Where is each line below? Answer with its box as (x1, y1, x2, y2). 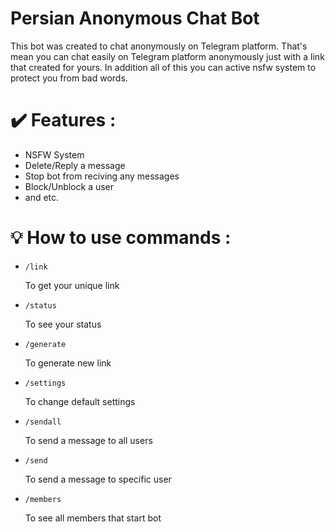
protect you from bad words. (10, 72, 128, 84)
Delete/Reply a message (24, 159, 126, 171)
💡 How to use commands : (10, 227, 232, 249)
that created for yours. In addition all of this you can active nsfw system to (10, 61, 317, 73)
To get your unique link (24, 279, 120, 291)
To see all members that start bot (24, 512, 162, 524)
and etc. (24, 191, 60, 203)
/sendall (24, 417, 62, 427)
